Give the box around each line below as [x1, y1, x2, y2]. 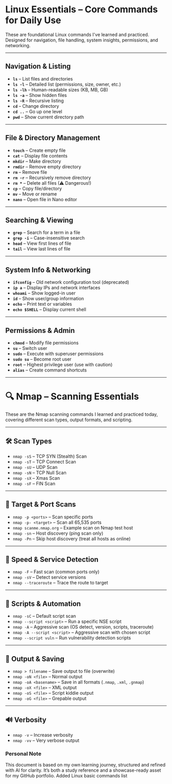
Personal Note [5, 750, 42, 757]
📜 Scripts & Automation [5, 599, 81, 608]
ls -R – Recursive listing [12, 97, 64, 104]
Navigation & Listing [5, 62, 71, 71]
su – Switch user [12, 345, 48, 351]
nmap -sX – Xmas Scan [12, 475, 60, 481]
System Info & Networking [5, 265, 91, 274]
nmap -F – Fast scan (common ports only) [12, 569, 100, 575]
